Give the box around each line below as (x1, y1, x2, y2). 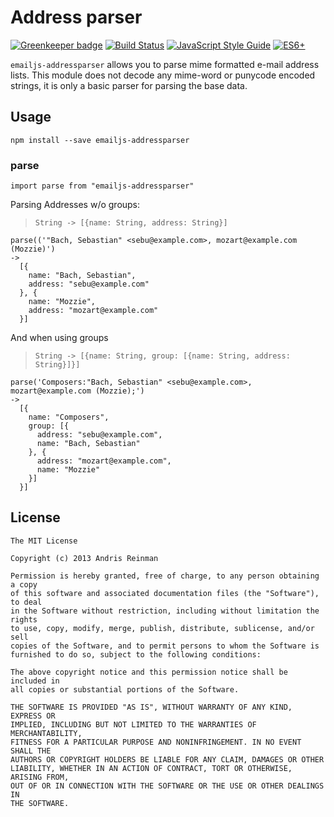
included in (10, 676, 60, 686)
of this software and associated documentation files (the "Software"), (10, 588, 320, 598)
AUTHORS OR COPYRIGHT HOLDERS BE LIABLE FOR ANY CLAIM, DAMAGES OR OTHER (10, 754, 325, 765)
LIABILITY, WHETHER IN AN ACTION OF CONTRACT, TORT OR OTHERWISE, (10, 763, 293, 773)
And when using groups (10, 332, 109, 344)
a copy (10, 579, 38, 590)
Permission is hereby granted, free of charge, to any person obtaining (10, 571, 320, 581)
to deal (10, 597, 43, 607)
